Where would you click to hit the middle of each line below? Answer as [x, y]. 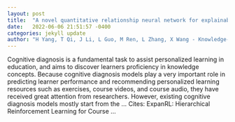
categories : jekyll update [47, 33]
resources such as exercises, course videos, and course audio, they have [113, 89]
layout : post [26, 14]
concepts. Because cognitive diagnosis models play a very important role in [116, 75]
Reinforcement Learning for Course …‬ [62, 112]
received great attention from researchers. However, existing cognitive [109, 97]
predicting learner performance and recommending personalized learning [113, 82]
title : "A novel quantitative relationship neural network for [103, 20]
